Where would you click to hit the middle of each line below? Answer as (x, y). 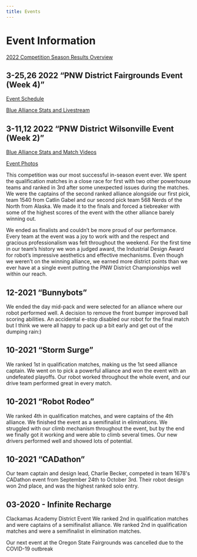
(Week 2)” (25, 138)
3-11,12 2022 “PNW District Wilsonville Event (90, 129)
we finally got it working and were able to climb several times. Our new (92, 435)
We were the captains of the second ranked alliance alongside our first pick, (98, 194)
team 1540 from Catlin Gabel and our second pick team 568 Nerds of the (94, 200)
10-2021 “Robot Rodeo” (50, 402)
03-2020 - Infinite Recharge (59, 504)
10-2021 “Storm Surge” (50, 350)
